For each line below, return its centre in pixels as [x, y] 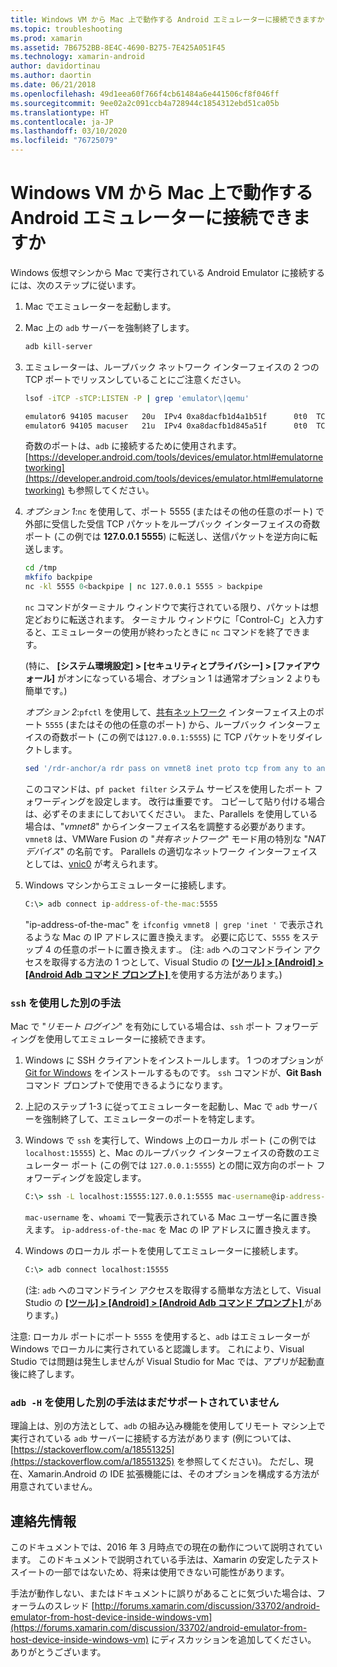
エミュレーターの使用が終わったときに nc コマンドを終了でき [176, 632]
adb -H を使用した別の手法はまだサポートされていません [145, 1402]
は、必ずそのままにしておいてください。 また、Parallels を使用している [171, 813]
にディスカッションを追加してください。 [234, 1639]
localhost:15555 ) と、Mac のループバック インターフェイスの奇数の [163, 1153]
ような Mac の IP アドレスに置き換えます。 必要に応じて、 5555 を [167, 937]
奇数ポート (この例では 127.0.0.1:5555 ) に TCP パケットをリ [174, 737]
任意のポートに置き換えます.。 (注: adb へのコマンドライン [181, 949]
